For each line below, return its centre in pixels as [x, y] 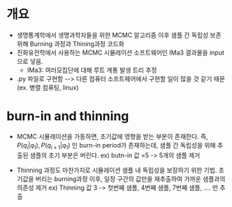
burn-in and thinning [68, 116]
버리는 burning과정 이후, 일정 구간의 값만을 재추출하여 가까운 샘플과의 [130, 178]
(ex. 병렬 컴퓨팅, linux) [48, 87]
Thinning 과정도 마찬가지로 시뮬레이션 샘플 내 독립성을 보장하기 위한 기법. [117, 170]
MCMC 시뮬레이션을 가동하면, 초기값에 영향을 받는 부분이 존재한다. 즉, [112, 136]
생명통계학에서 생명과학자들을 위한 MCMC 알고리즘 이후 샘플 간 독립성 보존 [119, 35]
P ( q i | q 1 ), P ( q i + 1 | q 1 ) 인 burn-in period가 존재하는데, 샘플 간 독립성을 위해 [116, 146]
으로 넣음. [30, 61]
